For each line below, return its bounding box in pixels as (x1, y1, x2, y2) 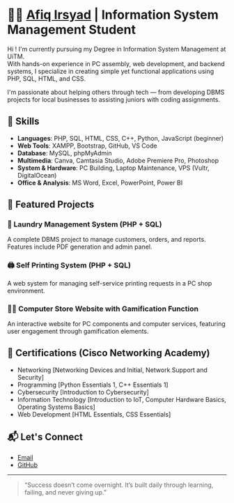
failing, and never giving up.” (24, 488, 107, 496)
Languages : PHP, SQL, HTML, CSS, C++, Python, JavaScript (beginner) (17, 134, 224, 142)
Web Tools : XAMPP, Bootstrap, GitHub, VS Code (17, 141, 157, 150)
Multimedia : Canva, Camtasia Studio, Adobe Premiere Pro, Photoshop (17, 156, 219, 164)
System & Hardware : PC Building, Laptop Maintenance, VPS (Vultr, (17, 164, 210, 172)
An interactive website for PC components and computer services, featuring (7, 320, 226, 328)
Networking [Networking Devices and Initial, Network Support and (17, 366, 208, 374)
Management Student (7, 22, 136, 38)
